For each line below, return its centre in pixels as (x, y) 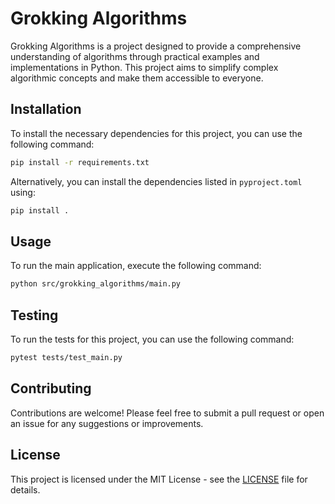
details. (25, 489)
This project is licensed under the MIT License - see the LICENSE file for (159, 479)
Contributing (51, 388)
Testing (34, 315)
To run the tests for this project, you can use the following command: (152, 339)
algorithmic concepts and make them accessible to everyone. (137, 78)
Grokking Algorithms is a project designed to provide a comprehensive (156, 46)
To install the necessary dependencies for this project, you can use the (156, 133)
